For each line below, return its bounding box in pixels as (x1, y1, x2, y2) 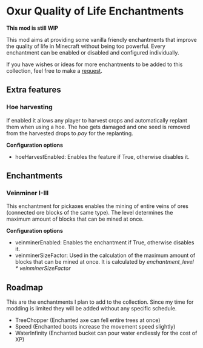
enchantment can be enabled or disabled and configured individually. (6, 49, 180, 56)
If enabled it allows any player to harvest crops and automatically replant (6, 116, 188, 124)
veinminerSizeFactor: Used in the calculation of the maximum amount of (15, 252, 196, 259)
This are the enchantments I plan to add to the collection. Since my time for (6, 298, 194, 306)
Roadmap (6, 282, 44, 292)
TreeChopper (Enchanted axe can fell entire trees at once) (15, 316, 161, 324)
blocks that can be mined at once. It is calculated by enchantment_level (15, 258, 194, 266)
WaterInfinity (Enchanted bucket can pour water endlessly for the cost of (15, 329, 198, 337)
